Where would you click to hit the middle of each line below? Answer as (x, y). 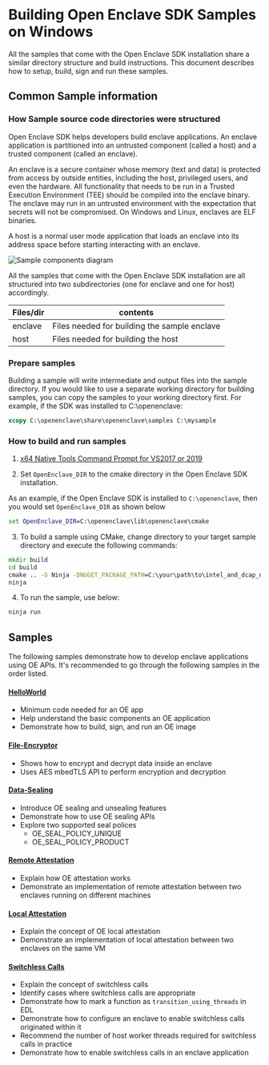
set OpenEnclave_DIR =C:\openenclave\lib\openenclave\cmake (109, 522)
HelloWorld (27, 692)
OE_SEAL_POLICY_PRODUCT (80, 842)
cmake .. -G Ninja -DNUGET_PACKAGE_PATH (77, 575)
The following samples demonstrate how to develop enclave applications (128, 657)
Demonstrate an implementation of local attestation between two (127, 940)
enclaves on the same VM (62, 949)
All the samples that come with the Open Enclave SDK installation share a (129, 54)
